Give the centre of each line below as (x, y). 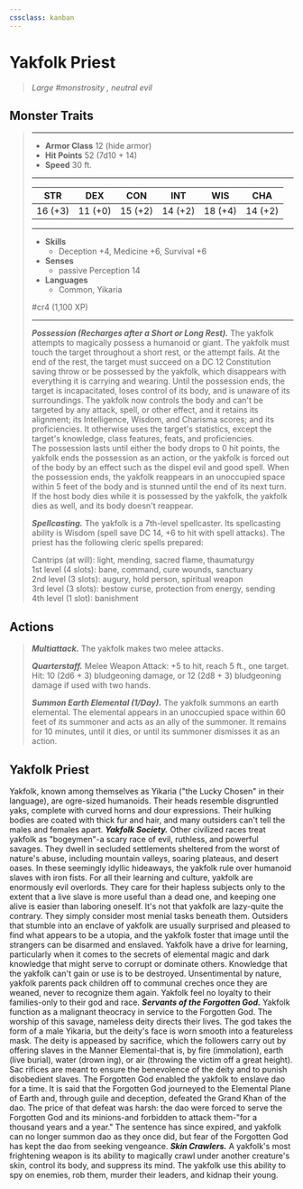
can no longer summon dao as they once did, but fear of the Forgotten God (149, 1137)
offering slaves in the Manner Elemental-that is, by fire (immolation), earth (147, 1050)
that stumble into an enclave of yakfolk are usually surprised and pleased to (150, 925)
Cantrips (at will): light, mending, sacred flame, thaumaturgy (143, 560)
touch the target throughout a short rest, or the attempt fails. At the (156, 352)
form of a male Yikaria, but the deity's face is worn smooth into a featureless (151, 1031)
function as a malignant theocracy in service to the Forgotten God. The (141, 1012)
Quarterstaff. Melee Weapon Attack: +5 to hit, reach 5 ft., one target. (160, 666)
